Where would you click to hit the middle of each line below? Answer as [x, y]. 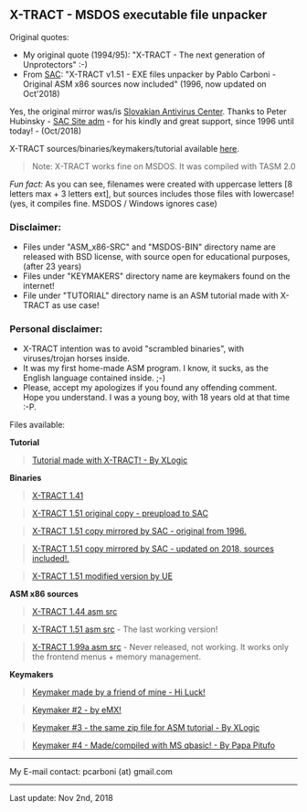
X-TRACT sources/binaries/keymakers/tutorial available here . [124, 148]
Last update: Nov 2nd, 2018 [62, 798]
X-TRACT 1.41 [58, 496]
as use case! [75, 305]
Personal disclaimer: [56, 329]
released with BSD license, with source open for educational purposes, [156, 257]
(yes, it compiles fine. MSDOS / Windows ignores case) [113, 203]
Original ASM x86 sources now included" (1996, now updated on [144, 84]
